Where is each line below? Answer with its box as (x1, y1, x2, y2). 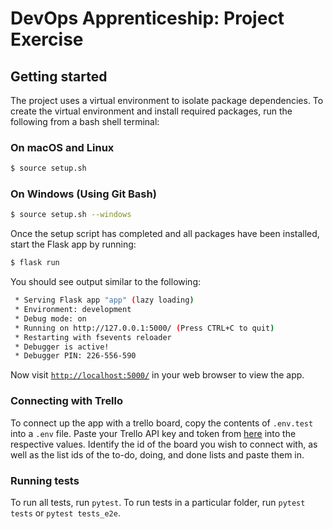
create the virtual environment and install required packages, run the (10, 105, 293, 117)
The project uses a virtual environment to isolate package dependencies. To (10, 95, 324, 106)
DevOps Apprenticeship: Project (10, 7, 285, 30)
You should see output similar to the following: (10, 276, 202, 288)
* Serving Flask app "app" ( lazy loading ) (14, 295, 195, 306)
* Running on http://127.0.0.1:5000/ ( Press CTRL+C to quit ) (14, 323, 275, 333)
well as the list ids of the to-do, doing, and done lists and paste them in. (10, 448, 305, 461)
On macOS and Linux (10, 140, 115, 154)
